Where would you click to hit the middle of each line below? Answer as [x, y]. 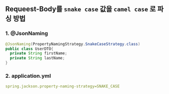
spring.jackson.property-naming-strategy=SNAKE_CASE [63, 86]
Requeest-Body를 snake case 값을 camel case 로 [81, 9]
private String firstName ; [39, 53]
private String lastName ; [38, 58]
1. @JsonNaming [27, 34]
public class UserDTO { [29, 49]
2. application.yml [28, 76]
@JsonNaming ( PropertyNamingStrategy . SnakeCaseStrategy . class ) [73, 44]
